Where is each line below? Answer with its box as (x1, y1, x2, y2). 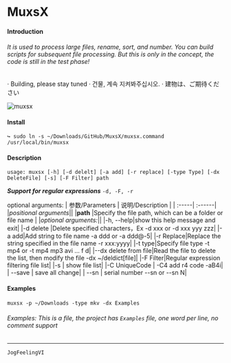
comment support (7, 321, 58, 330)
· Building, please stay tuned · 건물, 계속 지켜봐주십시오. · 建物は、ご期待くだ (7, 80, 220, 88)
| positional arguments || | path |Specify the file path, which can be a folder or (7, 209, 223, 217)
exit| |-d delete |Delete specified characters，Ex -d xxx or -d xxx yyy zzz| (7, 224, 217, 232)
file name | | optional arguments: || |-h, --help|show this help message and (7, 216, 216, 224)
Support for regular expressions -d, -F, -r (7, 187, 134, 195)
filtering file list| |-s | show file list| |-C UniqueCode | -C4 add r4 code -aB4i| (7, 261, 223, 269)
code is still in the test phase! (7, 58, 90, 66)
